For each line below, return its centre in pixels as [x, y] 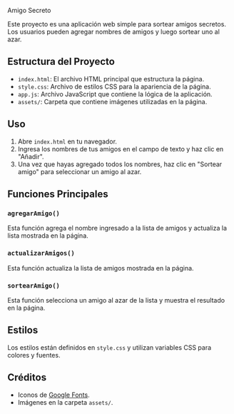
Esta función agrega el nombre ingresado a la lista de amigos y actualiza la [117, 228]
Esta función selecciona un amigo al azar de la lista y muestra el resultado [116, 300]
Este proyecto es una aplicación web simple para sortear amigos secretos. [117, 24]
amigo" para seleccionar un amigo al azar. [80, 171]
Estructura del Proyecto [61, 62]
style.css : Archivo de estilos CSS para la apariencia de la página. [115, 86]
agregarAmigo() [34, 213]
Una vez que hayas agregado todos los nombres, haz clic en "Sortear [120, 164]
